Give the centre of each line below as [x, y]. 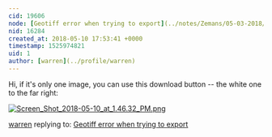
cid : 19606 [27, 16]
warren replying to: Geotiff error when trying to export [98, 124]
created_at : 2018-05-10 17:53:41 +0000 [76, 39]
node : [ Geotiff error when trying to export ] [86, 24]
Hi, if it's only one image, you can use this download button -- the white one [135, 84]
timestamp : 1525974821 [47, 46]
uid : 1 [19, 54]
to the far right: [34, 92]
